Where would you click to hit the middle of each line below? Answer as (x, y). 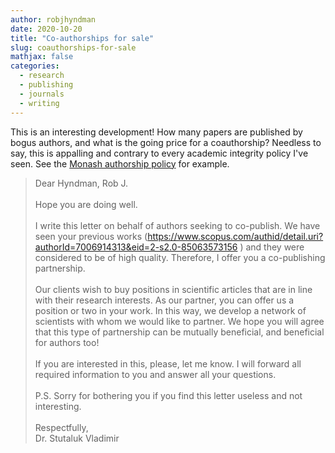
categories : (35, 66)
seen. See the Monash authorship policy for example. (120, 163)
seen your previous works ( (91, 236)
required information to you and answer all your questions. (155, 374)
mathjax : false (42, 57)
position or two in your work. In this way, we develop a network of (170, 310)
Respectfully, (61, 427)
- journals (42, 94)
